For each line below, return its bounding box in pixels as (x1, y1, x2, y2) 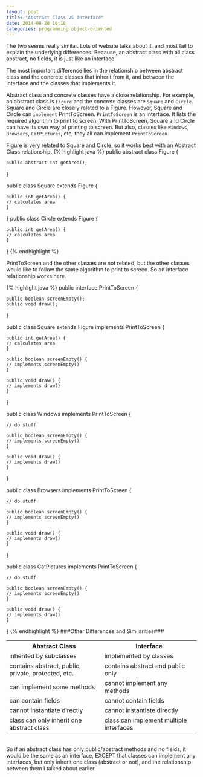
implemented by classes (105, 652, 173, 660)
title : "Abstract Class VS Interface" (6, 15, 104, 21)
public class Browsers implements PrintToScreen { (6, 487, 132, 494)
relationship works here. (6, 273, 66, 280)
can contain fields (9, 697, 60, 705)
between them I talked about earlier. (6, 765, 96, 772)
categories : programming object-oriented (6, 25, 112, 32)
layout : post (6, 8, 39, 15)
